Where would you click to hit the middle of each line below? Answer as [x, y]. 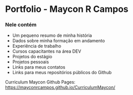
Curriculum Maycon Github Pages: [40, 82]
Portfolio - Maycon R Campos [67, 9]
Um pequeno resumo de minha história [52, 35]
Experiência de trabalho [37, 46]
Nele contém [21, 25]
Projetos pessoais [31, 62]
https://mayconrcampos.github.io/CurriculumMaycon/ [60, 88]
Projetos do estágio [32, 57]
